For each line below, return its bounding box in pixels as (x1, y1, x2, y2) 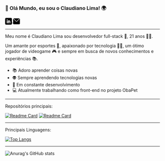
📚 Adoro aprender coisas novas (12, 67, 78, 73)
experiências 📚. (5, 56, 38, 62)
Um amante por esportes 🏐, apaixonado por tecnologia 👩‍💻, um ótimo (5, 43, 144, 49)
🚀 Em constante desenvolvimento (12, 82, 80, 88)
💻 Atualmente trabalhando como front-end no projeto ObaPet (12, 87, 138, 93)
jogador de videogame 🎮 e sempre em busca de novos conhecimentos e (5, 49, 154, 54)
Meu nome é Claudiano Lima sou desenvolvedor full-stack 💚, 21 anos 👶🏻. (5, 33, 153, 39)
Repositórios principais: (5, 103, 53, 109)
